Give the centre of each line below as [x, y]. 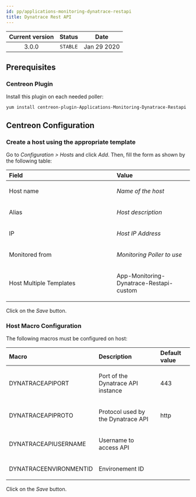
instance [110, 391]
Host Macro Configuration [44, 326]
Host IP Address [139, 233]
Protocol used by [122, 412]
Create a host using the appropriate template [71, 142]
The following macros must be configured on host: [67, 339]
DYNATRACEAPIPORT [39, 384]
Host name [24, 191]
